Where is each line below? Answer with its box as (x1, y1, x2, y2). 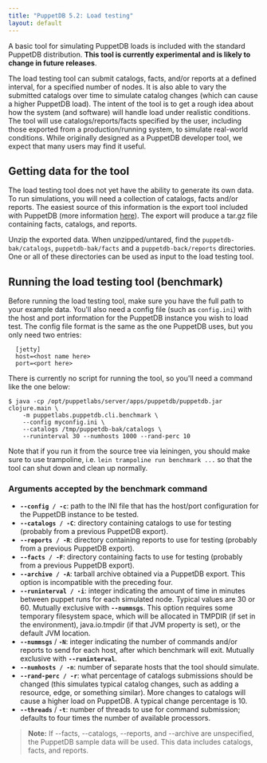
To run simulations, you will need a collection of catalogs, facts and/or (8, 194, 238, 204)
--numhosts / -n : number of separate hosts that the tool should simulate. (19, 662, 260, 672)
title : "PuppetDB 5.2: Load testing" (8, 11, 134, 20)
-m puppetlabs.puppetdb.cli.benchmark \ (22, 412, 159, 420)
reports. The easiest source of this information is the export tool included (8, 203, 249, 212)
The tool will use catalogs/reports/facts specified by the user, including (8, 116, 241, 125)
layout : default (8, 19, 62, 27)
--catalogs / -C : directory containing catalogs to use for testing (19, 518, 232, 528)
